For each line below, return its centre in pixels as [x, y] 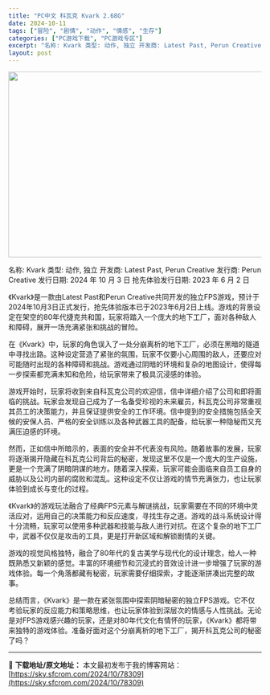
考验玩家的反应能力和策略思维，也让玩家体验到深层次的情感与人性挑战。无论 [135, 610]
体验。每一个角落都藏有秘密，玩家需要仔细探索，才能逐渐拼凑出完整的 [131, 573]
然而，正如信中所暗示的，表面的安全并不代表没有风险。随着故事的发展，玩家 [135, 448]
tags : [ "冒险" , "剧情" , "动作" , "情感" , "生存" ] [85, 31]
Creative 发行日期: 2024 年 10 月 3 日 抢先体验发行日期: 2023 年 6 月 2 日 [129, 280]
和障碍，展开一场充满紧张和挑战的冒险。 [75, 327]
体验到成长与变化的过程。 [51, 489]
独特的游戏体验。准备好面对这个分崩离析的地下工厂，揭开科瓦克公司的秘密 [138, 630]
